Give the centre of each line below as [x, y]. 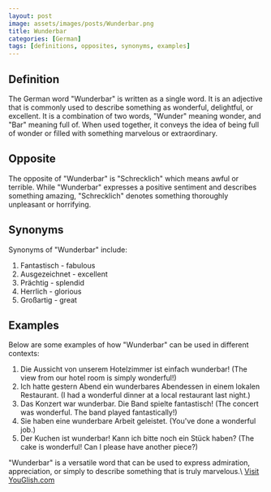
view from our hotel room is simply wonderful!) [98, 378]
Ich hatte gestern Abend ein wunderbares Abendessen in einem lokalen [140, 386]
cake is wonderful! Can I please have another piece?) [109, 447]
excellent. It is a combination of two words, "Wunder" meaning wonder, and [135, 115]
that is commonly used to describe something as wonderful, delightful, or [131, 107]
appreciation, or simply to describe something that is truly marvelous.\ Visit [134, 472]
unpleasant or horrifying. [50, 204]
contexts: [24, 354]
